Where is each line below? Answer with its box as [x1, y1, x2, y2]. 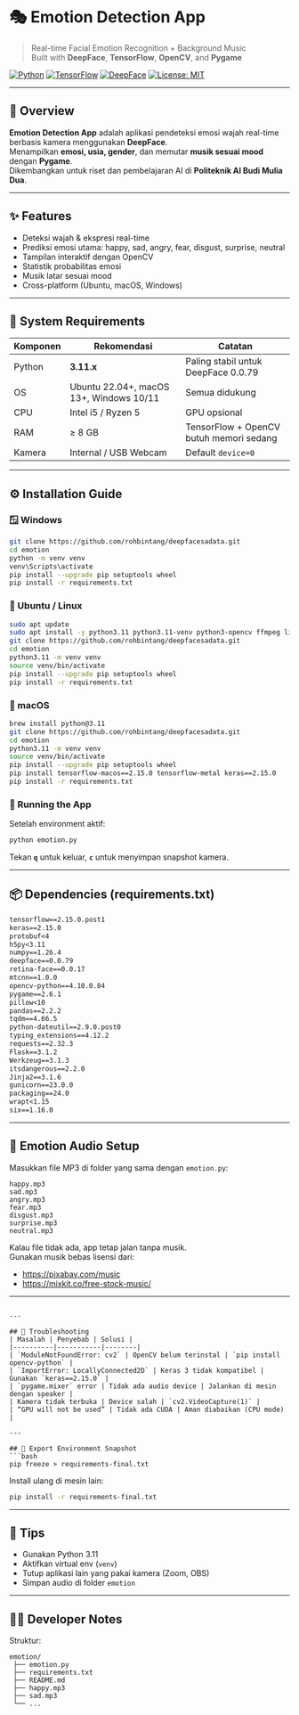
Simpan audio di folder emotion [21, 1578, 136, 1588]
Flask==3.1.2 [9, 1048, 58, 1057]
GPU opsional [185, 406, 243, 419]
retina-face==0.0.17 [9, 965, 86, 974]
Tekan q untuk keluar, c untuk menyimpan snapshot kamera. [9, 852, 230, 862]
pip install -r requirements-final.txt [9, 1492, 158, 1501]
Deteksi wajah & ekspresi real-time [21, 233, 149, 243]
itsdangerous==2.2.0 [9, 1064, 86, 1074]
